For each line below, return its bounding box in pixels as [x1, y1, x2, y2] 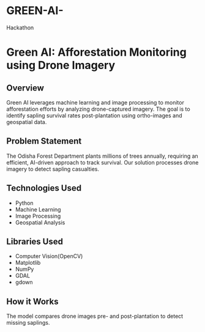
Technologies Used [6, 183, 81, 193]
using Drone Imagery [6, 59, 116, 72]
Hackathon [6, 24, 34, 31]
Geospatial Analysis [15, 218, 65, 226]
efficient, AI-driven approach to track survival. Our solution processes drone [6, 158, 199, 166]
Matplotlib [15, 259, 41, 267]
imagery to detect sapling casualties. [6, 165, 100, 172]
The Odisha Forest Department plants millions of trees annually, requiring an [6, 152, 199, 160]
